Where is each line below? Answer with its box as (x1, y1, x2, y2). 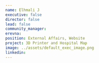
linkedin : (5, 50, 26, 55)
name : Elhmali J (5, 7, 40, 13)
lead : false (5, 21, 30, 27)
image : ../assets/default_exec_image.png (5, 45, 94, 50)
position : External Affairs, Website (5, 36, 85, 41)
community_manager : (5, 26, 47, 31)
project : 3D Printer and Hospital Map (5, 41, 87, 46)
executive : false (5, 12, 42, 17)
